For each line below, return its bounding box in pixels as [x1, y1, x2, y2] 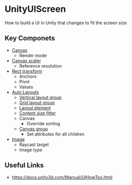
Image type [19, 147, 43, 152]
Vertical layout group [19, 94, 62, 100]
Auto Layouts [11, 89, 39, 95]
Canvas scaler [11, 58, 42, 64]
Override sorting [26, 120, 60, 126]
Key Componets [4, 34, 55, 42]
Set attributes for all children [26, 131, 85, 137]
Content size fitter [19, 110, 56, 116]
